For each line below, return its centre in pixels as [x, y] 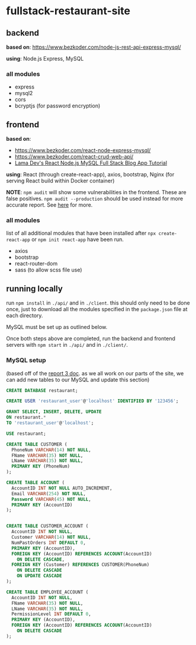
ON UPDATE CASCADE [39, 576]
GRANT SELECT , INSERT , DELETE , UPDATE [54, 412]
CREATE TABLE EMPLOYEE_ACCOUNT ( [47, 592]
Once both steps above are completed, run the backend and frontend [91, 339]
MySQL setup [26, 361]
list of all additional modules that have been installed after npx [81, 233]
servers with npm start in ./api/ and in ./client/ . [67, 345]
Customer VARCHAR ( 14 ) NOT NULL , [52, 537]
